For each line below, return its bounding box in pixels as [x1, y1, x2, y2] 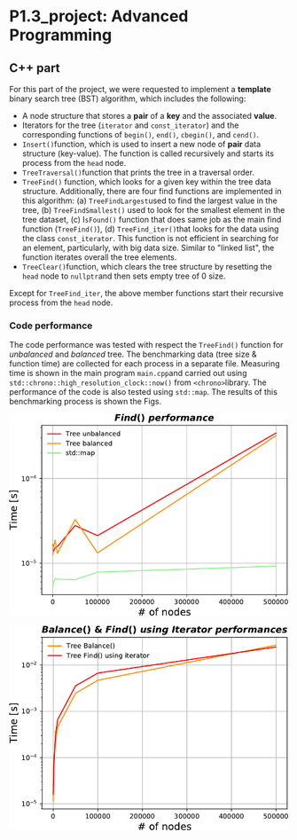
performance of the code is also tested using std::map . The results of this [9, 387, 277, 397]
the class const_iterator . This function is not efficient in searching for [21, 233, 279, 243]
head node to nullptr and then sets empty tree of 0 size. [21, 271, 226, 281]
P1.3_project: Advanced [9, 6, 189, 27]
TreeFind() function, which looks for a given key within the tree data [21, 177, 272, 187]
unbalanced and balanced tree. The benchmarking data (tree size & [9, 349, 257, 360]
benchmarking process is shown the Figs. [9, 396, 162, 407]
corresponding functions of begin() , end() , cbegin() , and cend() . [21, 130, 260, 139]
